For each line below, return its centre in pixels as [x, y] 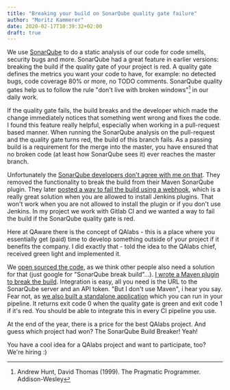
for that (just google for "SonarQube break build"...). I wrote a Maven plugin [113, 274]
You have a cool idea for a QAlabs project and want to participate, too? [107, 345]
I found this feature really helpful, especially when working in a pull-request [114, 125]
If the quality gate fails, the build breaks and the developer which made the [113, 110]
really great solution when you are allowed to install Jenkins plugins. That [110, 196]
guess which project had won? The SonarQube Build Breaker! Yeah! [103, 331]
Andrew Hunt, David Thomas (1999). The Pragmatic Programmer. [109, 371]
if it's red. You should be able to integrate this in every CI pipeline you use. [112, 310]
